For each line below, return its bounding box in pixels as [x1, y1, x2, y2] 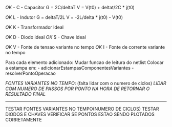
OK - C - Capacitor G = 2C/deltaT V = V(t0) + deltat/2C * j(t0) [5, 5, 135, 10]
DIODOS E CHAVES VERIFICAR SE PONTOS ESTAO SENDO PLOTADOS [5, 111, 155, 117]
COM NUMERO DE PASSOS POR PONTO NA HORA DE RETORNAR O [5, 86, 150, 92]
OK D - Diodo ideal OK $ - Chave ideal [5, 34, 86, 40]
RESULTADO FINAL [5, 91, 46, 97]
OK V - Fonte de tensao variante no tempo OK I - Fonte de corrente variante [5, 44, 165, 50]
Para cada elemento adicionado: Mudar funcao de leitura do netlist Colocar [5, 59, 164, 66]
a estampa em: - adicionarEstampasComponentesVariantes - [5, 65, 134, 71]
